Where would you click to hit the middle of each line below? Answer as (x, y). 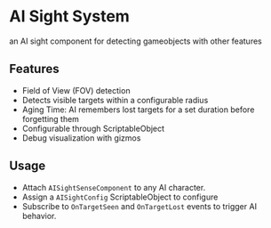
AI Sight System (70, 16)
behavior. (39, 216)
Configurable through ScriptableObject (93, 128)
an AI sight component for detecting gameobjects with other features (135, 41)
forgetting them (51, 118)
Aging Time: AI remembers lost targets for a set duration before (138, 110)
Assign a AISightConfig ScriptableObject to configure (120, 197)
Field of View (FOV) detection (76, 90)
